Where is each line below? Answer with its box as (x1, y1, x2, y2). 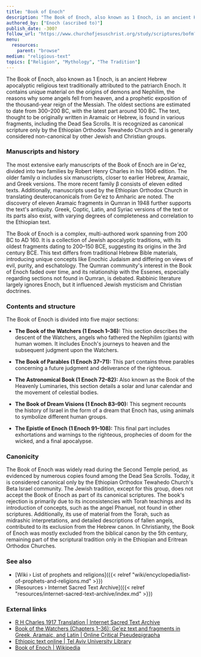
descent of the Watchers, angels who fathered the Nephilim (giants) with (14, 334, 194, 341)
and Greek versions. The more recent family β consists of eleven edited (6, 180, 182, 187)
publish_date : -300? (6, 25, 58, 32)
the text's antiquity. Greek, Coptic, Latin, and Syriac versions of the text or (6, 205, 189, 213)
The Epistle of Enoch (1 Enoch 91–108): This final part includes (14, 425, 170, 432)
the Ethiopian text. (6, 218, 51, 225)
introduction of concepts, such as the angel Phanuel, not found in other (6, 504, 182, 511)
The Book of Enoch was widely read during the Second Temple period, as (6, 466, 188, 473)
